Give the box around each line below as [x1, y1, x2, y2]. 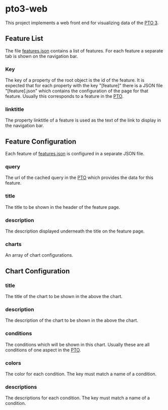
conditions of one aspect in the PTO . [5, 346, 81, 353]
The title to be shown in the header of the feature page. [5, 204, 121, 210]
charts [5, 241, 22, 248]
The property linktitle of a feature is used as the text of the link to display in [5, 117, 161, 124]
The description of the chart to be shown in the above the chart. [5, 317, 139, 323]
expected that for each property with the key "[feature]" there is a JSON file [5, 83, 163, 89]
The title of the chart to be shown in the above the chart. [5, 294, 123, 300]
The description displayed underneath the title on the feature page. [5, 228, 145, 235]
